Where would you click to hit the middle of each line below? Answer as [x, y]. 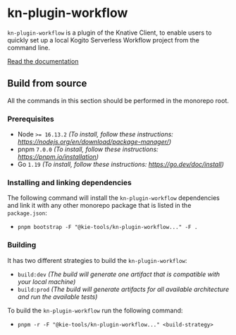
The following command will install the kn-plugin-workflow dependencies [113, 198]
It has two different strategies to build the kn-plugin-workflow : [97, 260]
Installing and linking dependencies [69, 182]
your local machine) [46, 281]
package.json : [27, 213]
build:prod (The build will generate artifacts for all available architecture [123, 289]
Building [22, 245]
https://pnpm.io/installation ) [58, 157]
